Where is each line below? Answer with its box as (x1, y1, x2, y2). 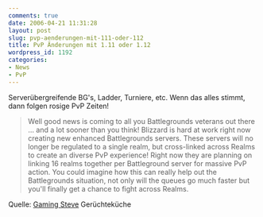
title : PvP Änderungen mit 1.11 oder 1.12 (8, 41, 151, 49)
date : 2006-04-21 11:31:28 (8, 19, 98, 27)
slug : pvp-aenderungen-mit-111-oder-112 (8, 33, 145, 42)
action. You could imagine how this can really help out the (27, 167, 217, 176)
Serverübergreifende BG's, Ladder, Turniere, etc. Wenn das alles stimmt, (8, 92, 246, 102)
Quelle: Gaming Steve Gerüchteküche (8, 200, 132, 209)
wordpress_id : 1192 (8, 48, 73, 56)
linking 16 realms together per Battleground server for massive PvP (27, 158, 247, 168)
